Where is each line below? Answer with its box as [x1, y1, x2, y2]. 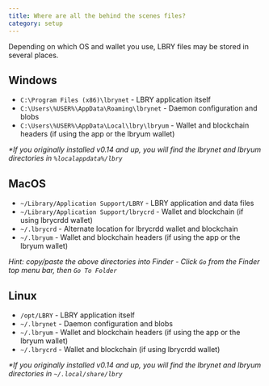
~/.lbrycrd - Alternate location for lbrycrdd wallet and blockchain [19, 224, 238, 234]
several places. [8, 50, 59, 60]
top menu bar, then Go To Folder [8, 266, 117, 275]
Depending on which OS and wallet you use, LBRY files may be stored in [8, 41, 249, 51]
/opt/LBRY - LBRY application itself [19, 310, 136, 320]
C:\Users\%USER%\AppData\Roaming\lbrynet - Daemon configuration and [19, 103, 258, 113]
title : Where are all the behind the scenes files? [8, 11, 186, 20]
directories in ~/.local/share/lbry [8, 368, 123, 378]
